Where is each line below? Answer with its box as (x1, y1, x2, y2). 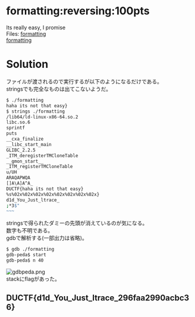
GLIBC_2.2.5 (6, 147, 36, 153)
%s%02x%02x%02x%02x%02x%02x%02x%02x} (6, 191, 100, 197)
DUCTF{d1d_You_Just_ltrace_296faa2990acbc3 (6, 293, 190, 303)
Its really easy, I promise (6, 24, 66, 31)
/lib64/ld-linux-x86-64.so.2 (6, 114, 78, 120)
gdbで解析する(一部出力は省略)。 (6, 234, 87, 242)
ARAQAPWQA (6, 175, 31, 181)
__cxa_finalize (6, 136, 44, 142)
